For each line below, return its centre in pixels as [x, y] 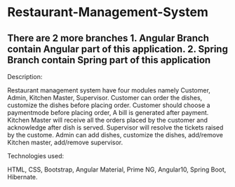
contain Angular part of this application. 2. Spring [117, 49]
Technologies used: [36, 156]
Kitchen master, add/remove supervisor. [65, 142]
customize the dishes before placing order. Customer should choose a [109, 105]
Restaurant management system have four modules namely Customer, [109, 90]
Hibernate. [22, 177]
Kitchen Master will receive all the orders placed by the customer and [108, 120]
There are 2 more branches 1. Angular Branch [108, 38]
